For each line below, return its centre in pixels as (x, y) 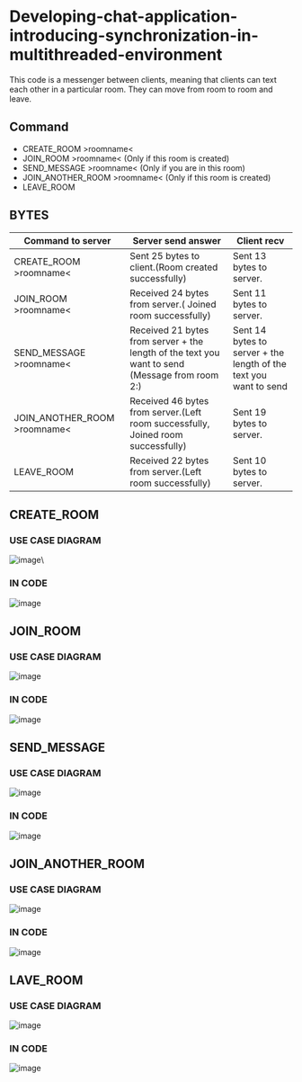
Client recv (261, 240)
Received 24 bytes (169, 292)
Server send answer (177, 240)
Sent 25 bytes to (165, 255)
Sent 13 (249, 255)
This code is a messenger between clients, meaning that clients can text (143, 79)
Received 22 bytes (169, 461)
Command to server (67, 240)
